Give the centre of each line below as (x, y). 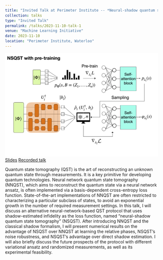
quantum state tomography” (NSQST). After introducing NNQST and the (77, 221)
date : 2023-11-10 (23, 36)
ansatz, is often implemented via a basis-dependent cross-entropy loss (76, 190)
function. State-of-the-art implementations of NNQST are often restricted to (81, 195)
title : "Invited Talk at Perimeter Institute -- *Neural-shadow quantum (80, 10)
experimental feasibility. (29, 252)
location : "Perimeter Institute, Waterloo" (50, 41)
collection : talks (24, 15)
